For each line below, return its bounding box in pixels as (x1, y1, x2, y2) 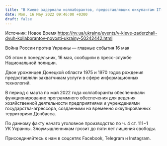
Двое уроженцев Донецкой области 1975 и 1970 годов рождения (5, 70, 144, 75)
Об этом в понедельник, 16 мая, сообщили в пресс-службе (5, 55, 132, 61)
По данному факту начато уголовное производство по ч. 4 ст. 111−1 (5, 120, 148, 127)
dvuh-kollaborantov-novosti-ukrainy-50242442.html (5, 35, 113, 41)
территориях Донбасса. (5, 111, 56, 117)
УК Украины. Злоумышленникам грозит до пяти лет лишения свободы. (5, 126, 157, 132)
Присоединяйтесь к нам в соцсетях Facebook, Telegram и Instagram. (5, 135, 151, 142)
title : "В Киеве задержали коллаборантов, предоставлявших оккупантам (5, 7, 155, 12)
